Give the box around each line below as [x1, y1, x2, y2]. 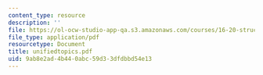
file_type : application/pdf [8, 33, 100, 41]
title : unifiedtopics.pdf [8, 48, 92, 55]
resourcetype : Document [8, 41, 86, 48]
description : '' [8, 19, 61, 27]
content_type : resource [8, 11, 86, 20]
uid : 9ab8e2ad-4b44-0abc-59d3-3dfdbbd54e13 [8, 55, 153, 63]
